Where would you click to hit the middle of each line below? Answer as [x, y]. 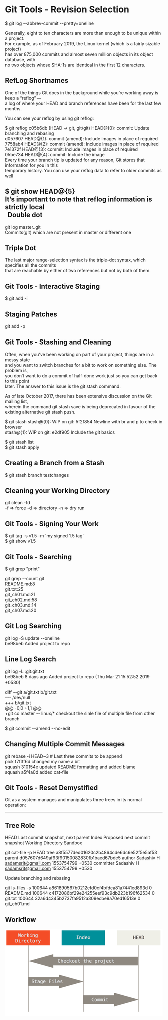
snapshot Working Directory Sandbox [44, 843]
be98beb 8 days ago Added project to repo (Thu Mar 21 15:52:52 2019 [77, 676]
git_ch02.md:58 [21, 600]
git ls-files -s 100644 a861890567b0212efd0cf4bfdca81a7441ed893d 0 [79, 888]
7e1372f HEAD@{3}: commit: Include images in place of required [72, 149]
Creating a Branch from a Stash [55, 463]
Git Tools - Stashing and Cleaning [58, 342]
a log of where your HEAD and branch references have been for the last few [83, 103]
